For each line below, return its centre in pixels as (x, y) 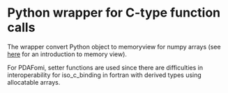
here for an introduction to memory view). (67, 54)
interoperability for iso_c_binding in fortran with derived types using (105, 75)
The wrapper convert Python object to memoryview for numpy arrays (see (114, 46)
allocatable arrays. (34, 82)
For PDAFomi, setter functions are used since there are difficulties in (105, 67)
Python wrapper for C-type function (114, 13)
